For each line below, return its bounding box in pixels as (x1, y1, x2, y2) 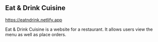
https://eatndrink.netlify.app (5, 17, 63, 22)
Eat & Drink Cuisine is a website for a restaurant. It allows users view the (5, 26, 153, 32)
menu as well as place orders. (5, 31, 67, 37)
